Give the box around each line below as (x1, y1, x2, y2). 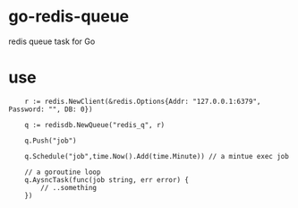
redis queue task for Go (8, 36, 96, 47)
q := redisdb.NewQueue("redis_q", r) (24, 120, 166, 129)
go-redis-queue (8, 6, 130, 27)
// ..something (40, 183, 98, 192)
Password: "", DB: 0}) (8, 105, 93, 114)
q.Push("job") (24, 136, 77, 145)
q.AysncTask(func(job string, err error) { (24, 175, 190, 185)
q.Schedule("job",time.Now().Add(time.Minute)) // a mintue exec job (24, 152, 290, 160)
